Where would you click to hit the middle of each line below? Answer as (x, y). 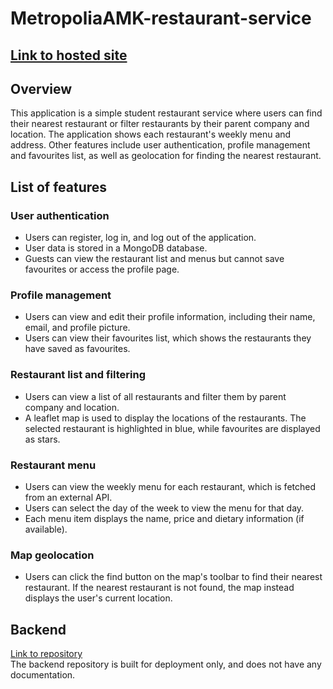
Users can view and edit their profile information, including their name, (170, 317)
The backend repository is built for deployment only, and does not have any (166, 664)
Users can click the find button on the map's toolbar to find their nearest (173, 577)
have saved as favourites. (77, 349)
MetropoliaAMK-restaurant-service (161, 18)
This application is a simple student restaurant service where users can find (166, 113)
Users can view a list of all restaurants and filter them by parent (155, 396)
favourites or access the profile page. (102, 269)
